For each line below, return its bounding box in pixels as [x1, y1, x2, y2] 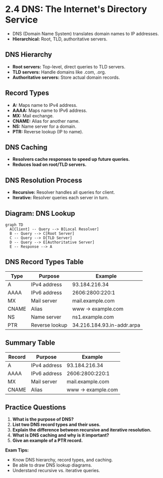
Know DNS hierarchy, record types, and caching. [12, 457, 113, 463]
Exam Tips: [5, 447, 29, 453]
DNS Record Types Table [5, 258, 84, 266]
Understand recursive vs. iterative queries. [12, 468, 100, 474]
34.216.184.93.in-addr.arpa [72, 321, 141, 328]
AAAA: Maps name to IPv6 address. [12, 107, 87, 113]
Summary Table [5, 339, 55, 347]
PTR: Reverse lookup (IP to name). [12, 128, 83, 134]
